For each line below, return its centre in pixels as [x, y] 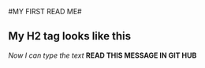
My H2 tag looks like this [70, 36]
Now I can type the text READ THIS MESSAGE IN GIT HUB [102, 55]
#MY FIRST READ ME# [45, 11]
